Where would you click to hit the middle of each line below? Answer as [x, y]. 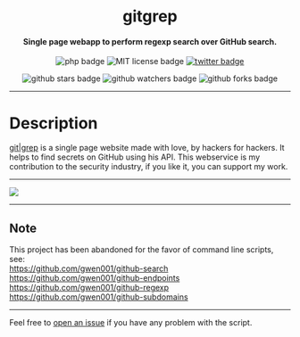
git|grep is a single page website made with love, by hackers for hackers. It [147, 148]
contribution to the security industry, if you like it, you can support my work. [149, 167]
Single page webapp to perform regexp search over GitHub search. [150, 41]
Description [54, 123]
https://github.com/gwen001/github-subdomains [99, 297]
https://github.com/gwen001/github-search [89, 268]
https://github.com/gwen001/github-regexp [89, 288]
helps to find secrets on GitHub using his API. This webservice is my [135, 157]
